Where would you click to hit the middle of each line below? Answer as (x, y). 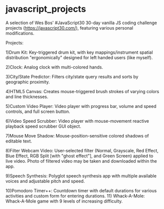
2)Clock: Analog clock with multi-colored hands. (55, 67)
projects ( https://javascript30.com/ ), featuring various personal (69, 28)
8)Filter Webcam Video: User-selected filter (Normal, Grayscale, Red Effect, (82, 150)
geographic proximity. (28, 82)
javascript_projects (46, 9)
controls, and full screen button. (38, 111)
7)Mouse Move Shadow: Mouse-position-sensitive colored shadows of (77, 136)
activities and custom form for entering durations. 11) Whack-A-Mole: (75, 196)
